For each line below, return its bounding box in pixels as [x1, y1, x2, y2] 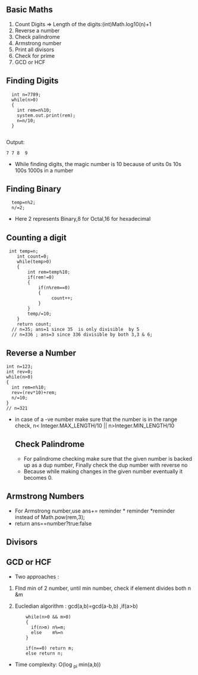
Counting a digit [6, 232, 67, 243]
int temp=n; [8, 248, 39, 255]
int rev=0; [6, 369, 33, 375]
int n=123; [6, 364, 33, 370]
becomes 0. [23, 474, 53, 481]
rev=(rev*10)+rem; [11, 390, 58, 396]
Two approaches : [14, 573, 59, 580]
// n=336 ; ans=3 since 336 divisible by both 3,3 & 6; [11, 332, 153, 338]
